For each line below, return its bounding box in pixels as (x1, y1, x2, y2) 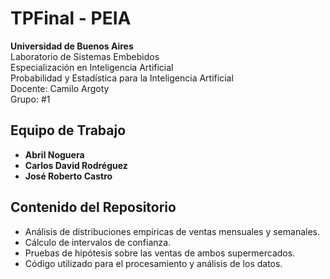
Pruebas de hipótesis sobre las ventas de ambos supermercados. (24, 247, 296, 259)
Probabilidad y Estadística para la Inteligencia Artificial (10, 72, 234, 84)
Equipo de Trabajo (10, 122, 127, 139)
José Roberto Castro (24, 170, 113, 182)
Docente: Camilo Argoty (10, 82, 110, 94)
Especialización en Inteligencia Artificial (10, 61, 174, 73)
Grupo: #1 (10, 93, 51, 105)
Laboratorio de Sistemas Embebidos (10, 50, 160, 62)
